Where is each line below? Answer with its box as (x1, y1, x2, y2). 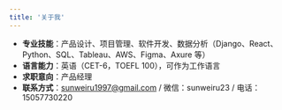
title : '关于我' (9, 12, 65, 22)
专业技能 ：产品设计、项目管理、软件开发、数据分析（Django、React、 (21, 38, 278, 48)
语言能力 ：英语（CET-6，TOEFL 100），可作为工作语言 (21, 60, 221, 70)
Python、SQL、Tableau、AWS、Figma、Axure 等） (21, 49, 210, 60)
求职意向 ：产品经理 (21, 71, 93, 82)
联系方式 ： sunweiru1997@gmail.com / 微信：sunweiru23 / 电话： (21, 82, 261, 92)
